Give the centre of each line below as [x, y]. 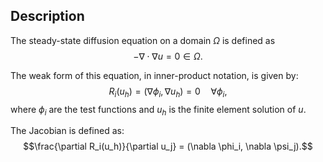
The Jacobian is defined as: [67, 131]
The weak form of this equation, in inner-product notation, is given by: [154, 75]
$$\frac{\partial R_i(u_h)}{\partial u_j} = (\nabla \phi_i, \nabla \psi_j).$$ [168, 146]
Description [47, 16]
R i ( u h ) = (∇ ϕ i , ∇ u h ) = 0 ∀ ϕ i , [168, 92]
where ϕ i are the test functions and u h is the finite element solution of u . [158, 110]
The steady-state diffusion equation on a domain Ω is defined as [143, 40]
